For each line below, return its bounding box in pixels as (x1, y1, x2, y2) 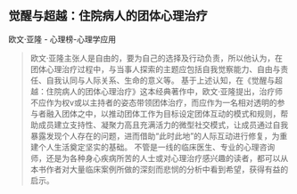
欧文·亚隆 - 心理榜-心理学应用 (8, 34, 117, 44)
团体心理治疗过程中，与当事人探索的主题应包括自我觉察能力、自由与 (29, 63, 281, 74)
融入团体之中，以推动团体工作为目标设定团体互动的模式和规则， (45, 108, 281, 118)
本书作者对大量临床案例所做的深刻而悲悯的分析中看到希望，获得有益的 (29, 164, 289, 174)
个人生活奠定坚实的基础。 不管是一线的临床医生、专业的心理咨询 (37, 141, 276, 152)
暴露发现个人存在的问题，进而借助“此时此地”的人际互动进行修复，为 (29, 130, 280, 141)
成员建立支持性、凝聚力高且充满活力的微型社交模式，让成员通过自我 (37, 119, 289, 130)
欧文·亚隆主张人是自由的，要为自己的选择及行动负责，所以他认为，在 (29, 53, 283, 63)
